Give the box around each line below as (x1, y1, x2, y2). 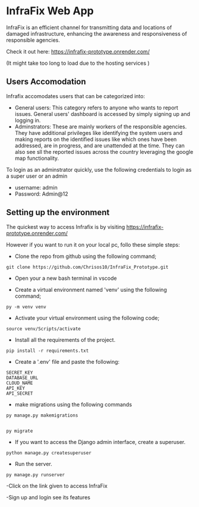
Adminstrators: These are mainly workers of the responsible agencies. (14, 123, 187, 130)
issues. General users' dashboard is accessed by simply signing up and (14, 110, 190, 117)
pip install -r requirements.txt (6, 348, 89, 354)
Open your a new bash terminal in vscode (14, 275, 117, 282)
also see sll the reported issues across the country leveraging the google (14, 148, 194, 155)
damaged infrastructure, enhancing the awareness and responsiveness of (6, 30, 187, 37)
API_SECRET (6, 391, 33, 396)
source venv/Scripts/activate (6, 326, 81, 332)
